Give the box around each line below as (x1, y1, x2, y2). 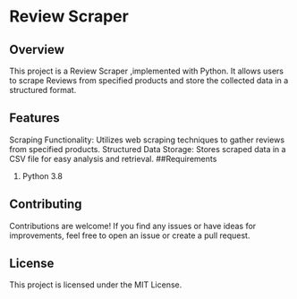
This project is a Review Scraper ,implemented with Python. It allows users (9, 65, 284, 76)
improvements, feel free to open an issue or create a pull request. (9, 230, 250, 241)
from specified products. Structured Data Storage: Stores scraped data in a (9, 143, 286, 154)
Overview (9, 42, 65, 57)
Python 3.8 (21, 170, 63, 181)
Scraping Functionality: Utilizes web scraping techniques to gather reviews (9, 134, 284, 145)
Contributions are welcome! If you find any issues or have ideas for (9, 220, 257, 231)
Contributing (9, 197, 82, 212)
